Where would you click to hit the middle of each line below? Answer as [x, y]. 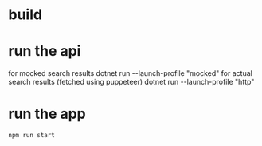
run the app [47, 114]
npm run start [32, 136]
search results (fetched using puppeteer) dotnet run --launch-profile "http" [131, 82]
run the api [45, 51]
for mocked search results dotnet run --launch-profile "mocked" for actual [130, 73]
